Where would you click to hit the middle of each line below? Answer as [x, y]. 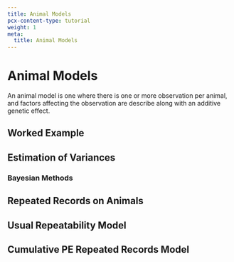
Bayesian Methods [40, 178]
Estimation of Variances [62, 157]
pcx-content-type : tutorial [49, 21]
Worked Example [46, 133]
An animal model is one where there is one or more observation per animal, [117, 96]
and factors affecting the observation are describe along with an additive [114, 104]
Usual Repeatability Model [67, 225]
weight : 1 [22, 27]
